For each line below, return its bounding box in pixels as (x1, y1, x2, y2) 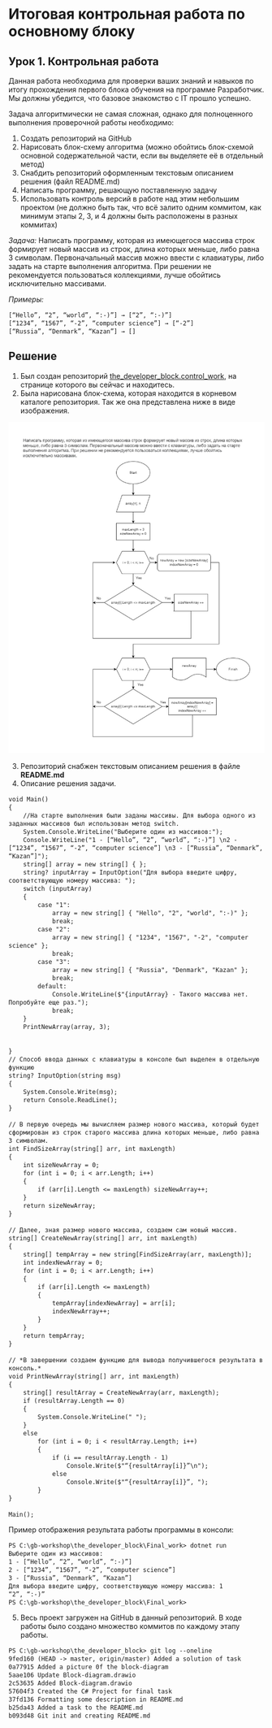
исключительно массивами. (8, 279, 107, 289)
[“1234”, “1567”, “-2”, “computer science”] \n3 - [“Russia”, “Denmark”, (8, 844, 264, 853)
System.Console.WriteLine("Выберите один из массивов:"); (23, 828, 223, 836)
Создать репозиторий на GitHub (19, 133, 132, 143)
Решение (8, 350, 58, 363)
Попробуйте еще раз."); (8, 999, 89, 1007)
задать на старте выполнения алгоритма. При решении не (8, 262, 212, 271)
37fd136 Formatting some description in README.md (8, 1695, 183, 1704)
